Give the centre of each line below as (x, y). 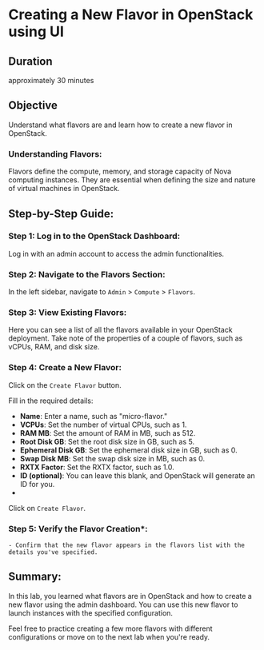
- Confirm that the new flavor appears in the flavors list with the (127, 545)
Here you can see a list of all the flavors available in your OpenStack (121, 330)
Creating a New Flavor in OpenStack (131, 15)
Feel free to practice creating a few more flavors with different (111, 628)
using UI (36, 32)
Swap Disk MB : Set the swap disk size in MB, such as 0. (112, 458)
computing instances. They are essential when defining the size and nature (132, 180)
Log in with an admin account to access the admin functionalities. (116, 253)
